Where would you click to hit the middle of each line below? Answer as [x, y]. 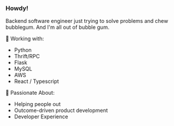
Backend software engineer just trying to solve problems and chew [87, 21]
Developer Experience [41, 117]
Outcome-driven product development [61, 111]
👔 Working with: [25, 39]
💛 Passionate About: [30, 93]
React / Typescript [37, 81]
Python [23, 50]
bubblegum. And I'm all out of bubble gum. [58, 27]
